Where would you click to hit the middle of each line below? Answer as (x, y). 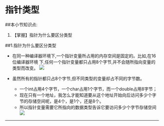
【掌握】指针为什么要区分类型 (42, 35)
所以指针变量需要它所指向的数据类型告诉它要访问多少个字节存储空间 (88, 107)
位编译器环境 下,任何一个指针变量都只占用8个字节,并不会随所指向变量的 (84, 62)
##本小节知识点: (21, 25)
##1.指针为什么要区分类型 (31, 45)
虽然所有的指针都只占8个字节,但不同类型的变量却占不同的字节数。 (78, 78)
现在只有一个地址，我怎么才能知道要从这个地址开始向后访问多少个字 (88, 95)
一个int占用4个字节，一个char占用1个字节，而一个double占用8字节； (88, 89)
